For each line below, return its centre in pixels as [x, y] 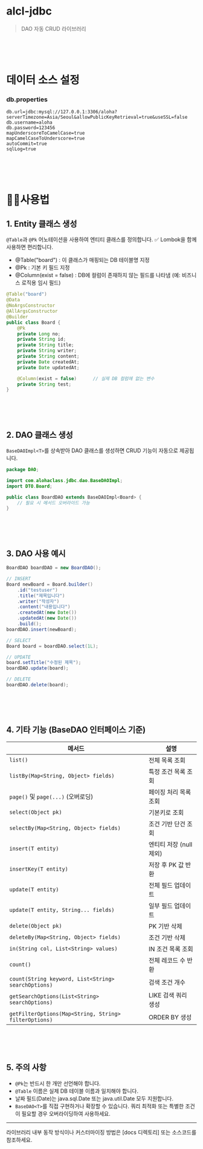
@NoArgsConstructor [31, 306]
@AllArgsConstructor [32, 311]
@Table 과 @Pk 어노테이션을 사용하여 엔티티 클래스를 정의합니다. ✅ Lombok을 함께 [101, 240]
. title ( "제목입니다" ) [41, 595]
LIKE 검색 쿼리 [168, 995]
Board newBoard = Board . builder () [50, 584]
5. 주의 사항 [27, 1067]
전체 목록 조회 [167, 760]
